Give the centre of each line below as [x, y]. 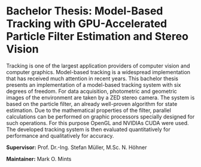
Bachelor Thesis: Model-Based [85, 11]
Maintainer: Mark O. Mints [39, 159]
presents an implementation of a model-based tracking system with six [94, 84]
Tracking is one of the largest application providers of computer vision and [98, 66]
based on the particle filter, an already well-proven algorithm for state [92, 104]
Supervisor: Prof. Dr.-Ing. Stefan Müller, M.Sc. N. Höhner [77, 147]
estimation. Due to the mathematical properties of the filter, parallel [89, 110]
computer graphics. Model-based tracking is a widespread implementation [98, 72]
